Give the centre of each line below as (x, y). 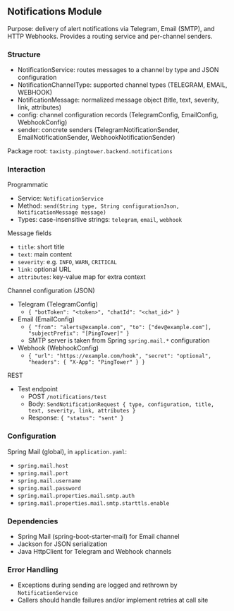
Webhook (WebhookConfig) (58, 348)
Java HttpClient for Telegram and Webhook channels (94, 551)
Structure (24, 54)
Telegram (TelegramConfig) (58, 304)
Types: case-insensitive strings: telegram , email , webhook (99, 220)
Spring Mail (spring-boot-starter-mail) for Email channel (98, 536)
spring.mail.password (49, 488)
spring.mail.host (43, 465)
